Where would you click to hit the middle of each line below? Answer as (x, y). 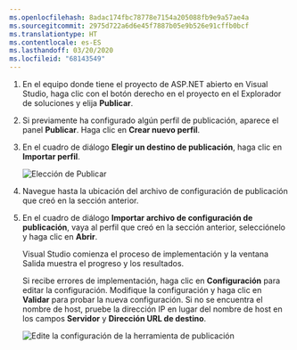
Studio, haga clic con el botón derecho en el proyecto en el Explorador (152, 94)
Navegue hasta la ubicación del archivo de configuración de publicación (155, 191)
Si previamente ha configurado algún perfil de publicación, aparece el (150, 120)
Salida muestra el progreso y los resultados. (103, 263)
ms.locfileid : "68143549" (57, 59)
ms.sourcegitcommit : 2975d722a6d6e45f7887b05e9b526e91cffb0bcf (129, 26)
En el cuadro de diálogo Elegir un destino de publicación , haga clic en (152, 147)
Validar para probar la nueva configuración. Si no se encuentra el (142, 300)
